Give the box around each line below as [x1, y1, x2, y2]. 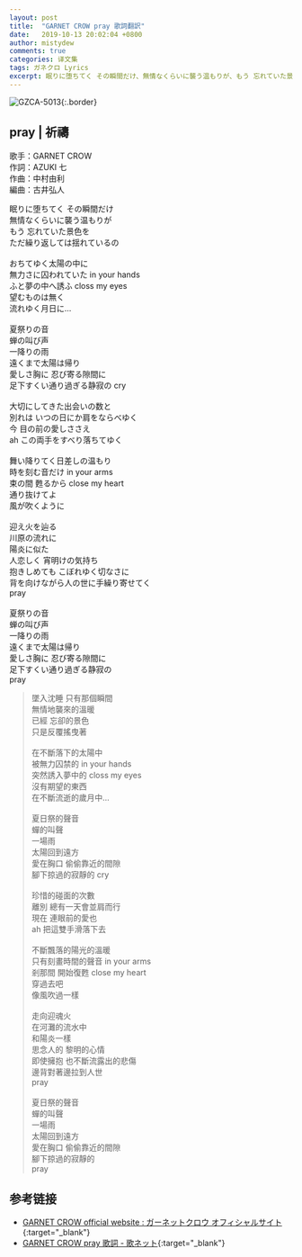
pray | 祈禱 [9, 125, 69, 140]
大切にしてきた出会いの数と [9, 400, 112, 411]
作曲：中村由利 [9, 173, 65, 184]
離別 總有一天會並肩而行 [31, 901, 121, 911]
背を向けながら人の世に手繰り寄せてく [9, 577, 151, 588]
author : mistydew [9, 38, 75, 48]
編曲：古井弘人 [9, 184, 65, 194]
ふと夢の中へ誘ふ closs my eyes [9, 280, 128, 291]
